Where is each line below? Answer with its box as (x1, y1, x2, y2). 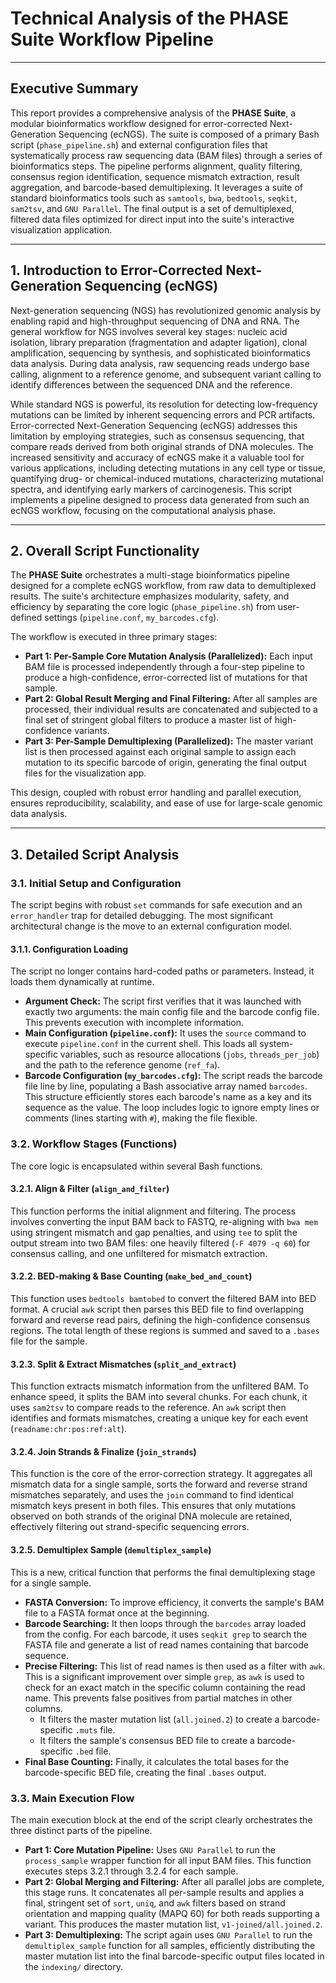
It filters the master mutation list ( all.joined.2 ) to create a (39, 1713, 280, 1725)
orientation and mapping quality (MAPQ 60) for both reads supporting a (24, 1907, 320, 1919)
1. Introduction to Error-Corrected (10, 262, 223, 279)
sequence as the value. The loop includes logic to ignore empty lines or (24, 1102, 320, 1114)
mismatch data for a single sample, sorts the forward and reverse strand (10, 1478, 308, 1491)
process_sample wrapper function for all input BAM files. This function (24, 1854, 312, 1866)
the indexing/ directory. (24, 1960, 123, 1972)
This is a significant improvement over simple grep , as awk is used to (24, 1670, 305, 1682)
